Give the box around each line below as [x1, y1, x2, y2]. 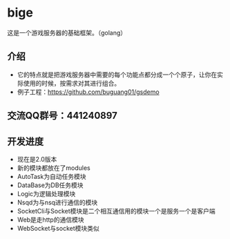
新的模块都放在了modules [17, 164, 91, 172]
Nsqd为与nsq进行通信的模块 [17, 198, 98, 207]
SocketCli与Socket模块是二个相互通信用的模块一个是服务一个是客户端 [17, 207, 215, 215]
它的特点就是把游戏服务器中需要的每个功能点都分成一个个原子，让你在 [17, 70, 218, 79]
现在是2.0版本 [17, 155, 57, 163]
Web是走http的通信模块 [17, 216, 84, 224]
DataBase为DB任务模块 [17, 181, 84, 189]
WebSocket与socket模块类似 [17, 224, 99, 232]
